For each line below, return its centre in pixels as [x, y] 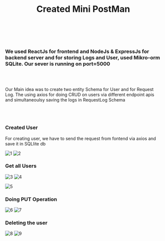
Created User [22, 128]
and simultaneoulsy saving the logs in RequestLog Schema [65, 100]
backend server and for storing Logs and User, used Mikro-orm [82, 57]
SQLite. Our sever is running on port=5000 [58, 64]
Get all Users [21, 166]
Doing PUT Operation [31, 199]
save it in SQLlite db [26, 144]
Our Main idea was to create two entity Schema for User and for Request [79, 90]
